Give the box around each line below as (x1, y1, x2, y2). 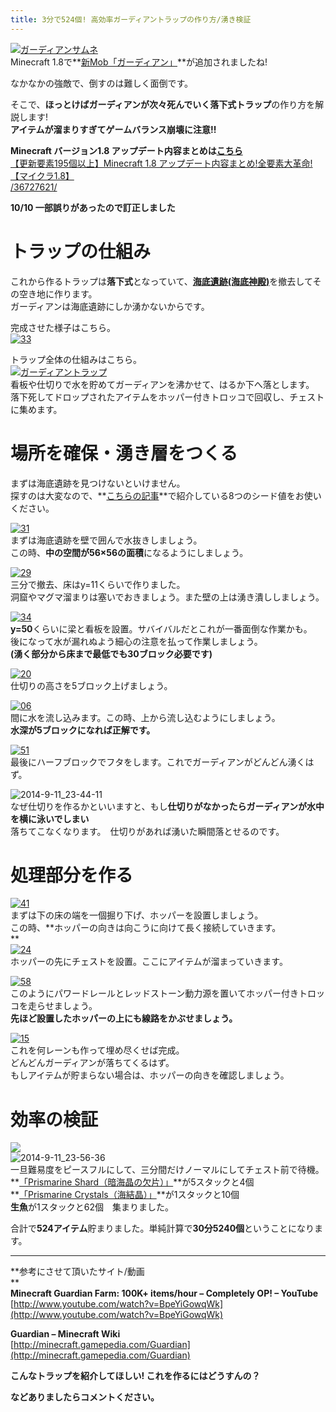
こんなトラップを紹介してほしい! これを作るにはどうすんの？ (10, 1370, 261, 1382)
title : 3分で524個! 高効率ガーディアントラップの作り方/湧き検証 (10, 14, 252, 25)
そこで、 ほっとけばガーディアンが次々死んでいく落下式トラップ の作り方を (10, 98, 316, 110)
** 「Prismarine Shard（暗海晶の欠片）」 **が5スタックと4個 (10, 1176, 255, 1188)
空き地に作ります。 (18, 287, 98, 300)
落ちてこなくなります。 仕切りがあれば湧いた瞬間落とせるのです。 (10, 825, 285, 837)
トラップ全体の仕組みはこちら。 (10, 353, 142, 365)
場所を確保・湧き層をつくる (10, 442, 238, 465)
